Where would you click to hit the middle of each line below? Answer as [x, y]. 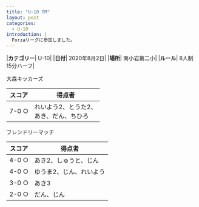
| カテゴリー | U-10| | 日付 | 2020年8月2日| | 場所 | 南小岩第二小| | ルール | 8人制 [100, 58]
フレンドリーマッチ [30, 132]
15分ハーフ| [20, 66]
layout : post [23, 18]
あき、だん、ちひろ [62, 116]
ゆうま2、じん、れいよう [70, 172]
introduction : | [27, 35]
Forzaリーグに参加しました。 [43, 40]
